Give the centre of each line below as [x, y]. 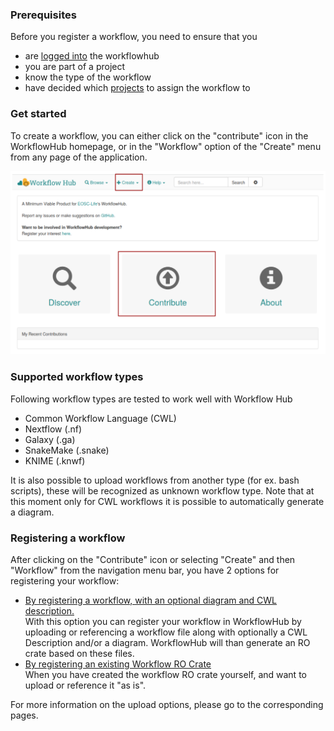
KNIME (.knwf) [55, 460]
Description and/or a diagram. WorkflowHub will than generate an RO [167, 643]
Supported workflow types [77, 377]
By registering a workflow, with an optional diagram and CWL [151, 600]
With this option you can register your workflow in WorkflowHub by [163, 622]
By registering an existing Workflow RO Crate [118, 664]
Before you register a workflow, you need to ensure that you [134, 37]
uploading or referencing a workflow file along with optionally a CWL [166, 632]
